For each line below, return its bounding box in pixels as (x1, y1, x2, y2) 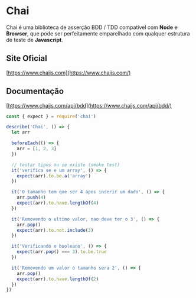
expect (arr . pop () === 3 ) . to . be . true (17, 249, 107, 255)
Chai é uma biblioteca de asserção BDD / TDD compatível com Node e (6, 24, 178, 31)
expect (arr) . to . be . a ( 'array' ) (17, 173, 92, 179)
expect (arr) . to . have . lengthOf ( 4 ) (17, 200, 99, 206)
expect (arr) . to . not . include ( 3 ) (17, 227, 94, 233)
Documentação (6, 86, 64, 96)
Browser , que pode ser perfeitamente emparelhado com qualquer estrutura (6, 30, 190, 37)
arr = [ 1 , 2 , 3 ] (17, 146, 57, 152)
